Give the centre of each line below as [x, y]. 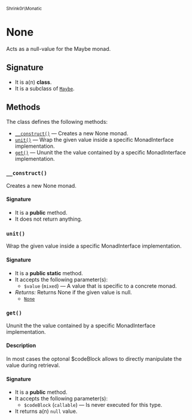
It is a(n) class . [33, 82]
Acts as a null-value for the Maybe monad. [59, 48]
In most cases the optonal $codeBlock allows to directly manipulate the [94, 359]
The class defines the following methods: [57, 121]
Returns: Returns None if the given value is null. [73, 292]
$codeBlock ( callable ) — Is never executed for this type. [93, 405]
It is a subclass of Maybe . [45, 88]
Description [21, 346]
